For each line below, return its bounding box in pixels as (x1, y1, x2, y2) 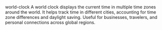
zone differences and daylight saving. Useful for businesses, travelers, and (5, 15, 158, 20)
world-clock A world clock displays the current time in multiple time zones (5, 4, 156, 10)
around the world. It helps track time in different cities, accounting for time (5, 9, 157, 15)
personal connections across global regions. (5, 19, 95, 25)
